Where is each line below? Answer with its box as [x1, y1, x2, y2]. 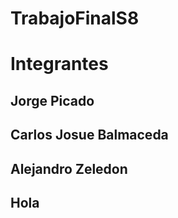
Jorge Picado [10, 92, 95, 109]
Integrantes [10, 53, 109, 76]
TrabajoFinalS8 [10, 7, 140, 30]
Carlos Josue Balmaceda [10, 127, 169, 144]
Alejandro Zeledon [10, 160, 128, 177]
